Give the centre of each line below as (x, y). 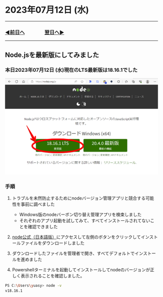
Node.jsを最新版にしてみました (52, 55)
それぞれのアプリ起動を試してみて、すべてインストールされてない (85, 220)
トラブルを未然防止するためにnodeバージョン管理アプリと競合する (79, 198)
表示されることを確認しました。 (53, 276)
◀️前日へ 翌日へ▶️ (35, 32)
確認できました (43, 227)
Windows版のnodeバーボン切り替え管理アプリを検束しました (81, 214)
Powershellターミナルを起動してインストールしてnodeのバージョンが (81, 269)
